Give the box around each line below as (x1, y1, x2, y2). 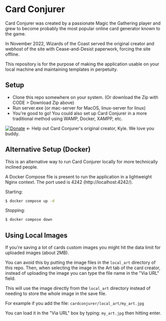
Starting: (5, 188, 23, 194)
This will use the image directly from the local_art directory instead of (5, 285, 151, 291)
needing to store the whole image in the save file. (5, 290, 106, 297)
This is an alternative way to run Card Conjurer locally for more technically (5, 158, 158, 164)
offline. (5, 51, 20, 57)
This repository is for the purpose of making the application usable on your (5, 61, 159, 67)
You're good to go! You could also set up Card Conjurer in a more (12, 110, 147, 116)
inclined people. (5, 164, 38, 170)
